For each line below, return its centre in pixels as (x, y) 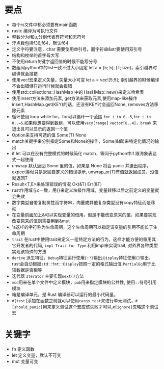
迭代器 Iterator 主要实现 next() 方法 (48, 276)
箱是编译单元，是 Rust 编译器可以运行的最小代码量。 (65, 294)
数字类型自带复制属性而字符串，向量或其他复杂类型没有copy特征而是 (81, 202)
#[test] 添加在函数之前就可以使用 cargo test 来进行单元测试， (73, 300)
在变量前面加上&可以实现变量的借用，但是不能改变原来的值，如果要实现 (84, 214)
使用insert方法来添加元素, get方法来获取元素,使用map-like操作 (74, 98)
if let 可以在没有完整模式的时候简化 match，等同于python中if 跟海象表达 (84, 153)
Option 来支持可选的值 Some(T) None (49, 135)
